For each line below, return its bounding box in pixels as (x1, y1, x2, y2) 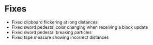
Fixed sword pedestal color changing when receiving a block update (11, 24, 148, 30)
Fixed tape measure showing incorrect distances (11, 34, 109, 40)
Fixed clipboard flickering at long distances (11, 19, 98, 25)
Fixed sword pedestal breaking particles (11, 29, 92, 35)
